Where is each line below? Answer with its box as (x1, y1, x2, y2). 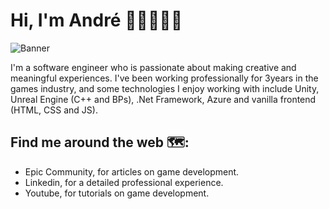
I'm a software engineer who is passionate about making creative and (10, 61, 297, 73)
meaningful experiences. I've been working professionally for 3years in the (10, 72, 319, 84)
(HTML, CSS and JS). (10, 104, 98, 116)
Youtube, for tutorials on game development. (24, 187, 210, 199)
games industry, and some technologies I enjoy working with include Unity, (10, 82, 320, 94)
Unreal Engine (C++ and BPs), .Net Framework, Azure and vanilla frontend (10, 93, 317, 105)
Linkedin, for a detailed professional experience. (24, 176, 224, 188)
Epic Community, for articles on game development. (24, 165, 240, 178)
